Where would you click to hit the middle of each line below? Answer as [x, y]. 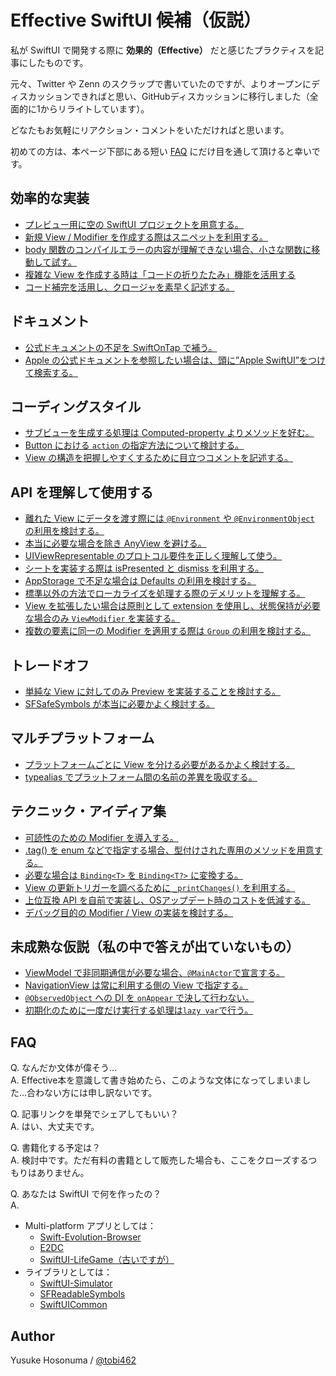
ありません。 [63, 1173]
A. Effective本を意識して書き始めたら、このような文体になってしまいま [156, 1080]
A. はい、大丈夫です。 [55, 1127]
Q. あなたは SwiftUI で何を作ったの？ [86, 1194]
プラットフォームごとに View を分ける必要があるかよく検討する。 [159, 764]
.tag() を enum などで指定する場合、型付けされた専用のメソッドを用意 [169, 850]
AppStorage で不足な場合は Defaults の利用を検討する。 [140, 581]
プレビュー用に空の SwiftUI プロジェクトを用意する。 [134, 224]
